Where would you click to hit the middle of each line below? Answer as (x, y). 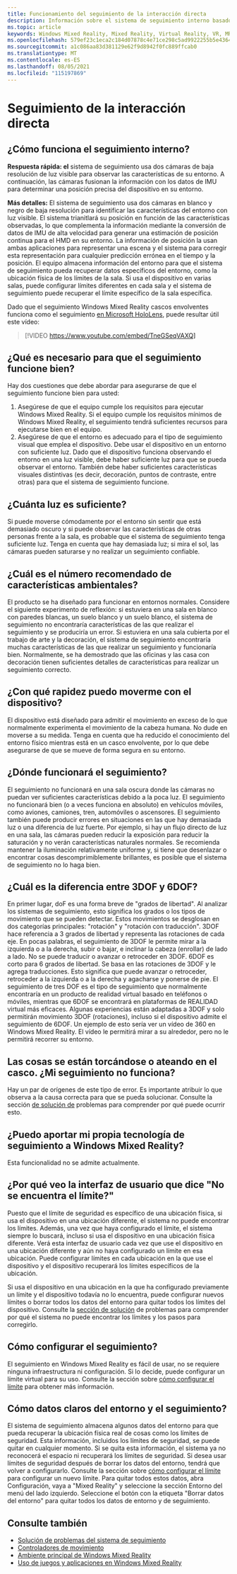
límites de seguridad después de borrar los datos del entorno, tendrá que (114, 1464)
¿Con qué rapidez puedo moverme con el (99, 692)
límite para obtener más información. (61, 1386)
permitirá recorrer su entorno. (50, 1039)
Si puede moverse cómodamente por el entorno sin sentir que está (104, 522)
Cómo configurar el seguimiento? (83, 1347)
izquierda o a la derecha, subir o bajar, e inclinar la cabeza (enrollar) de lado (117, 949)
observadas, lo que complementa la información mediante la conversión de (117, 225)
